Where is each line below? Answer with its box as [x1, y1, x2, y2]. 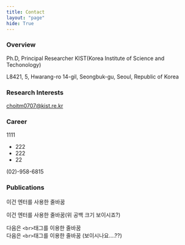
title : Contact [6, 9, 45, 15]
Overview [6, 40, 36, 49]
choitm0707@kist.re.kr [6, 102, 63, 109]
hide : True [6, 20, 34, 26]
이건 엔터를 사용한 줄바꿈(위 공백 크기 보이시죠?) [6, 211, 121, 218]
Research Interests [6, 88, 64, 97]
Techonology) [6, 61, 42, 68]
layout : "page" [6, 15, 45, 21]
